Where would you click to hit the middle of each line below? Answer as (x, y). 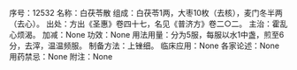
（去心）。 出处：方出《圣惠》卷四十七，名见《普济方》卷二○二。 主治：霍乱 (148, 24)
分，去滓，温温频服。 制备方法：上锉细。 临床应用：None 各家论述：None (145, 45)
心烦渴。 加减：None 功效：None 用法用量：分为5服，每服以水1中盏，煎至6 (147, 35)
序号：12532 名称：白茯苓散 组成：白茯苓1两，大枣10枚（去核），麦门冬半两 (146, 13)
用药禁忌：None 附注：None (61, 56)
